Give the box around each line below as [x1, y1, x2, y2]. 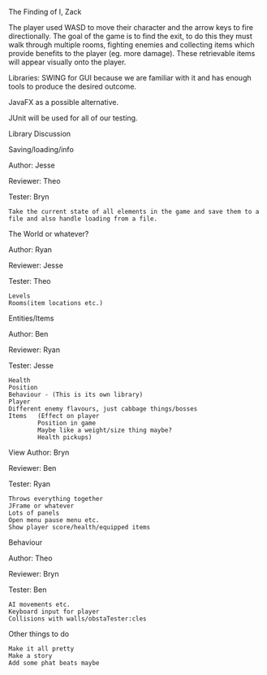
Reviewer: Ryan [8, 345, 61, 355]
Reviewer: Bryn [8, 569, 59, 578]
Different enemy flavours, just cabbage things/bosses [8, 405, 198, 413]
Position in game [37, 419, 96, 427]
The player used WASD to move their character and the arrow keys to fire [8, 23, 254, 32]
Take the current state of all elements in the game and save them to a [8, 207, 260, 216]
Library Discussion [8, 129, 71, 138]
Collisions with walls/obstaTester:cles [8, 615, 148, 623]
